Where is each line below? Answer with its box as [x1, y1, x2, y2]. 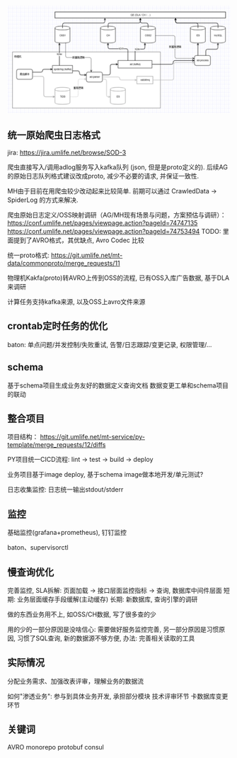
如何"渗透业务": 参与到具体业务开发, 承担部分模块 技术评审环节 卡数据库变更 [7, 691, 229, 700]
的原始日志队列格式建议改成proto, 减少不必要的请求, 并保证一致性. [7, 171, 200, 180]
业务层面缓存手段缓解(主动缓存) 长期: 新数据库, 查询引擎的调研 [16, 595, 198, 604]
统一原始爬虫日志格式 [7, 129, 100, 141]
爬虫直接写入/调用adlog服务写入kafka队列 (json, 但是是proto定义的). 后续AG [7, 162, 229, 171]
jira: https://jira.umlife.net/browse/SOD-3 [7, 148, 127, 157]
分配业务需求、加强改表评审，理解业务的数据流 [7, 677, 144, 685]
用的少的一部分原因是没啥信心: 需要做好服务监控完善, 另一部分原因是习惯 [7, 626, 219, 634]
